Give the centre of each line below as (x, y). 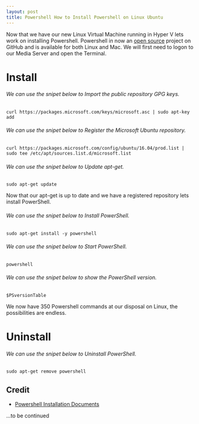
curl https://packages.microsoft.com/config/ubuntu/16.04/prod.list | (95, 148)
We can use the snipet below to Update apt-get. (65, 166)
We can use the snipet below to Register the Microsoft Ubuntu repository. (96, 130)
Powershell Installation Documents (57, 404)
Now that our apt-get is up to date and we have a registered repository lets (97, 196)
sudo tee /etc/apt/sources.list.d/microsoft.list (69, 154)
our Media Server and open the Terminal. (56, 53)
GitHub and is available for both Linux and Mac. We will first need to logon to (100, 47)
